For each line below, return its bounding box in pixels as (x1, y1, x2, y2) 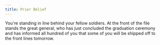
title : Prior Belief (5, 7, 47, 12)
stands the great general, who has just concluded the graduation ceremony (5, 25, 156, 31)
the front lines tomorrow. (5, 35, 54, 41)
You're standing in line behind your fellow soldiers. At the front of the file (5, 20, 150, 26)
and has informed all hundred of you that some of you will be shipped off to (5, 30, 156, 36)
